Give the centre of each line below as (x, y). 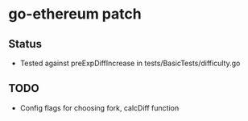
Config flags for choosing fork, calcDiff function (99, 108)
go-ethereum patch (75, 14)
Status (25, 44)
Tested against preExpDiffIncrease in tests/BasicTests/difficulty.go (130, 63)
